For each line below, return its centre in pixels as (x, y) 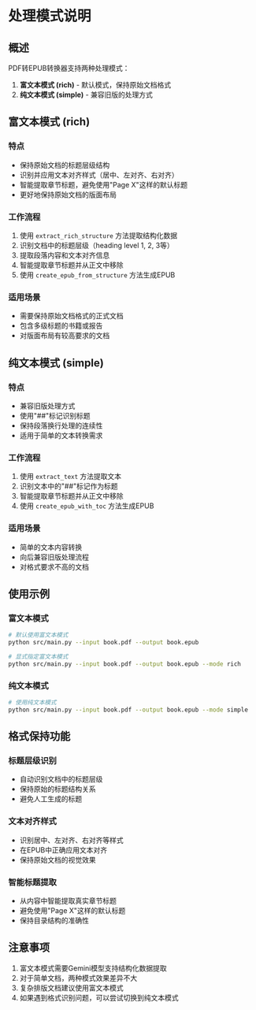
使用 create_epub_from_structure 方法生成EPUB (97, 275)
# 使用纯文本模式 (32, 703)
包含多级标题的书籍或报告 (61, 326)
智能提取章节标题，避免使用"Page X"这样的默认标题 (103, 184)
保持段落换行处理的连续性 (61, 425)
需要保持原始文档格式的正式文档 (71, 316)
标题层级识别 (33, 761)
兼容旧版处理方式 (47, 406)
